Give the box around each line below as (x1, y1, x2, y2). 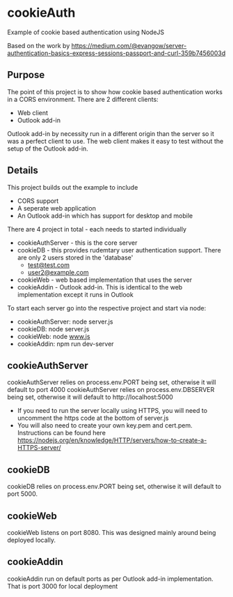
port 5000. (7, 490, 38, 498)
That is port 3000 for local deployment (7, 582, 118, 590)
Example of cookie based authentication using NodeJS (7, 28, 165, 36)
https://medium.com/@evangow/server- (71, 41, 187, 50)
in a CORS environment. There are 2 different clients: (7, 95, 159, 103)
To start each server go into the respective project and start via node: (7, 303, 207, 312)
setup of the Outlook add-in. (7, 144, 88, 153)
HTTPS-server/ (17, 444, 61, 452)
